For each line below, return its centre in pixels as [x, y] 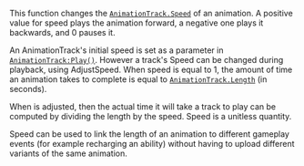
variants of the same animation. [68, 153]
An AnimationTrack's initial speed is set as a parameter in [117, 50]
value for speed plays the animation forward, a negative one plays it [137, 23]
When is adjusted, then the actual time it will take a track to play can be [142, 107]
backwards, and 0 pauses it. [62, 32]
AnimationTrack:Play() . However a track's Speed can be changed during [147, 60]
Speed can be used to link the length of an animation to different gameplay [149, 134]
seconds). [28, 89]
